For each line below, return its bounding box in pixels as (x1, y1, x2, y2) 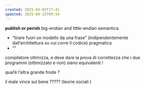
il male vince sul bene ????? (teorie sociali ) (5, 79, 91, 85)
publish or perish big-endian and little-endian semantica (5, 25, 119, 31)
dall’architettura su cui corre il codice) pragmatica (12, 40, 112, 45)
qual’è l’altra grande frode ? (5, 69, 60, 75)
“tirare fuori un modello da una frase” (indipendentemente (12, 35, 128, 41)
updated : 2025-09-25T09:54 (5, 12, 60, 17)
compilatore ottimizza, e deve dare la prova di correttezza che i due (5, 54, 141, 60)
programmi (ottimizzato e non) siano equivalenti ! (5, 60, 104, 66)
